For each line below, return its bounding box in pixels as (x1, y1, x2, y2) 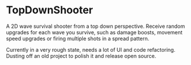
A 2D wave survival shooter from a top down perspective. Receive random (6, 23, 185, 30)
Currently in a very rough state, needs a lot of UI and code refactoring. (6, 46, 176, 53)
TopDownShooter (6, 3, 93, 17)
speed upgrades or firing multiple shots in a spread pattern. (6, 35, 150, 42)
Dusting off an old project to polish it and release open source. (6, 52, 157, 59)
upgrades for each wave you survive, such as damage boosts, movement (6, 28, 183, 35)
